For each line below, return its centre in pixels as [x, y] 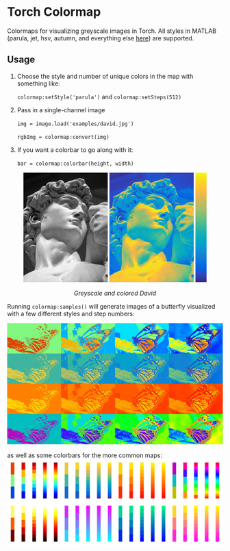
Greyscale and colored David [115, 293]
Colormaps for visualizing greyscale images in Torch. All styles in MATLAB [112, 31]
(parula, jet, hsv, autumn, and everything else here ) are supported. [101, 38]
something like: [38, 84]
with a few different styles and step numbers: [71, 313]
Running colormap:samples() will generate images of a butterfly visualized [111, 306]
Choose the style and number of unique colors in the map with [105, 76]
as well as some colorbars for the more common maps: [85, 455]
